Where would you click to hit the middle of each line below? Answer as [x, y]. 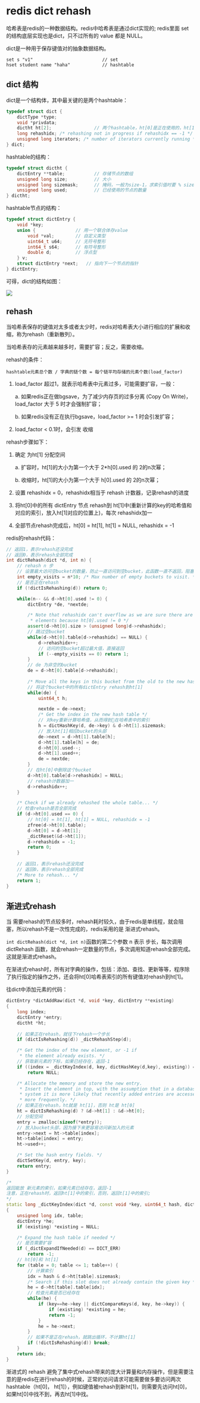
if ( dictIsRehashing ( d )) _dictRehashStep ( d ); [74, 1040]
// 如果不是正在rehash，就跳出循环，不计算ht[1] [82, 1337]
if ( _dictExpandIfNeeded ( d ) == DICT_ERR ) [69, 1249]
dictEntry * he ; [36, 1221]
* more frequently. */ [48, 1100]
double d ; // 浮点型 [62, 253]
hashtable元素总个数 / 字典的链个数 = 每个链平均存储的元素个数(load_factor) [94, 372]
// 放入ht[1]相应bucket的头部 [72, 731]
